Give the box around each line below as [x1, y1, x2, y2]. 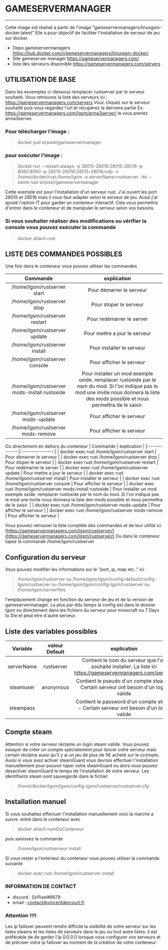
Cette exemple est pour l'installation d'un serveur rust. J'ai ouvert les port [5, 189, 157, 195]
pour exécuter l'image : [5, 152, 63, 159]
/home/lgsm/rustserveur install [17, 845, 81, 852]
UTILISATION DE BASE [5, 75, 76, 84]
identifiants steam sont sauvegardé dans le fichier [5, 773, 108, 779]
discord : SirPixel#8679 [12, 894, 61, 900]
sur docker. [5, 35, 28, 41]
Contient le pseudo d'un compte [75, 678, 151, 685]
